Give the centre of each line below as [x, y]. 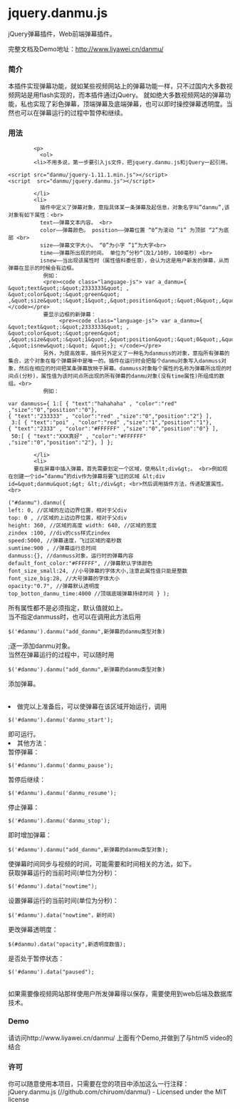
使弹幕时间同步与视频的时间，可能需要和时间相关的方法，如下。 [101, 864]
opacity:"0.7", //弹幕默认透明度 [54, 586]
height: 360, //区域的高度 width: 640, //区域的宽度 [83, 525]
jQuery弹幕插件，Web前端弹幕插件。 [62, 34]
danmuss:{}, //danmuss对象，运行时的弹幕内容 [71, 556]
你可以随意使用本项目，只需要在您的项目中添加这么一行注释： [99, 1084]
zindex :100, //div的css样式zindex [59, 533]
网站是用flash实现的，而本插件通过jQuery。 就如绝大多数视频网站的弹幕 [119, 95]
